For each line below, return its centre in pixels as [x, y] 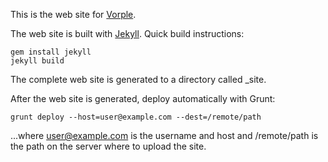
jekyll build [37, 61]
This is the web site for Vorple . [73, 14]
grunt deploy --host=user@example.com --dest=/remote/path [136, 117]
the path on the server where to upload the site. [108, 146]
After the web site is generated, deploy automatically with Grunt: [143, 98]
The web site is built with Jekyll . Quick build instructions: [127, 33]
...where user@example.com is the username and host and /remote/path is [164, 135]
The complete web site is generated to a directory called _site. [138, 79]
